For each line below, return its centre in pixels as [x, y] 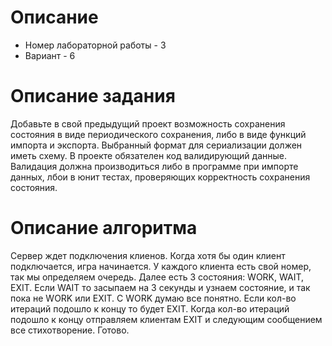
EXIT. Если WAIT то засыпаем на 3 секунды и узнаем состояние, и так [160, 287]
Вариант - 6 [50, 55]
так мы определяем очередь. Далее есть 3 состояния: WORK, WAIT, [157, 277]
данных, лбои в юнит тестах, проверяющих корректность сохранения [160, 177]
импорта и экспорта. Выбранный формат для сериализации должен [156, 145]
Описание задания [93, 96]
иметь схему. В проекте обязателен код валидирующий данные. [148, 155]
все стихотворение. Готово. [70, 330]
